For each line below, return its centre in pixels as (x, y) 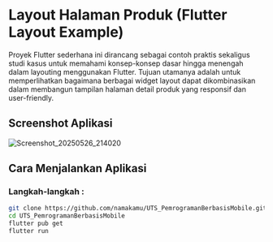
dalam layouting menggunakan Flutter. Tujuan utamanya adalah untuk (125, 71)
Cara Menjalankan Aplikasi (78, 169)
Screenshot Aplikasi (61, 123)
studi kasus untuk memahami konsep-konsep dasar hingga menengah (126, 63)
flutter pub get (36, 224)
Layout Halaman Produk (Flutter (118, 15)
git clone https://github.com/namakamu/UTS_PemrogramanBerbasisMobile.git (138, 209)
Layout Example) (66, 32)
